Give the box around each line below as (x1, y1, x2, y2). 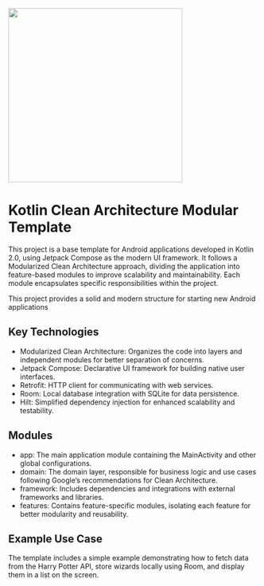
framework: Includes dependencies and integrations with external (19, 483, 236, 493)
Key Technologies (8, 326, 99, 339)
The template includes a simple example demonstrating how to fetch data (8, 553, 249, 563)
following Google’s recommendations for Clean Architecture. (19, 475, 218, 485)
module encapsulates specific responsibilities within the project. (8, 278, 219, 287)
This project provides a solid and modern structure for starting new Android (8, 294, 256, 303)
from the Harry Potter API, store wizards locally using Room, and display (8, 561, 245, 572)
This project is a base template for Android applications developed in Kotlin (8, 244, 254, 254)
